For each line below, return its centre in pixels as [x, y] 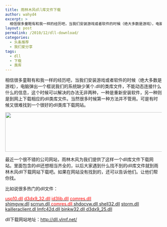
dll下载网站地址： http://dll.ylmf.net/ [41, 220]
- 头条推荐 [19, 42]
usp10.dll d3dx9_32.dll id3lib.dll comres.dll [48, 199]
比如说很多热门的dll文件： [32, 189]
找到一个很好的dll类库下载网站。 [55, 105]
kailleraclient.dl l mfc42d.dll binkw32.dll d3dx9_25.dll [59, 209]
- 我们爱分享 [21, 47]
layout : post [19, 28]
